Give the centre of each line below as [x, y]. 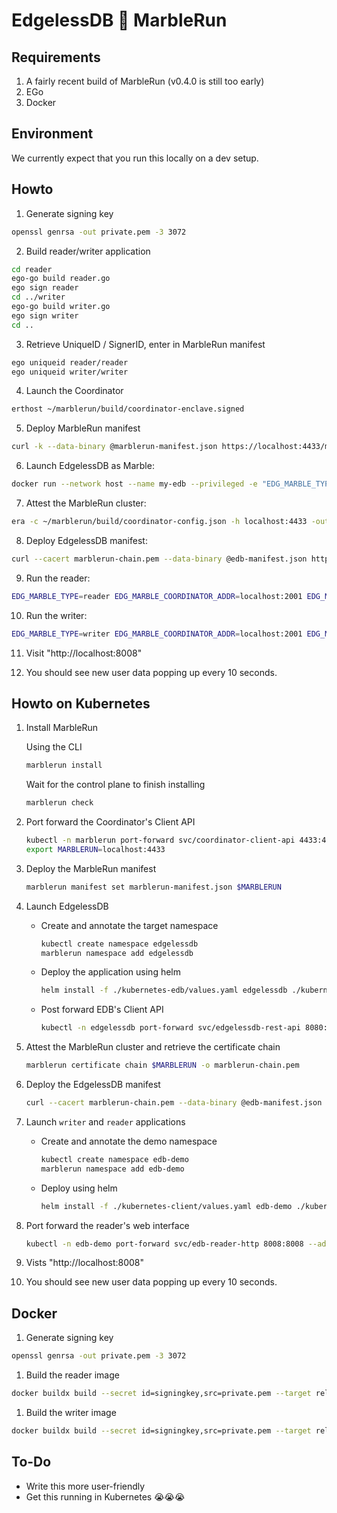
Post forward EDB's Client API [102, 1010]
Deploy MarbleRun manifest [83, 428]
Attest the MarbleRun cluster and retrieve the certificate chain [153, 1047]
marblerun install [64, 765]
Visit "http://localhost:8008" [84, 653]
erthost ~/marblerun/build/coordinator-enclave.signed [128, 409]
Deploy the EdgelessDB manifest [93, 1085]
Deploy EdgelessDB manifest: [86, 540]
